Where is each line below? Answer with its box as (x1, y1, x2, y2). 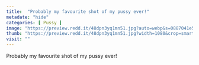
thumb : (6, 31, 23, 37)
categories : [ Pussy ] (6, 19, 62, 25)
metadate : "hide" (6, 14, 49, 20)
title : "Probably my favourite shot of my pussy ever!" (6, 8, 150, 15)
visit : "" (6, 36, 31, 42)
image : (6, 25, 23, 31)
